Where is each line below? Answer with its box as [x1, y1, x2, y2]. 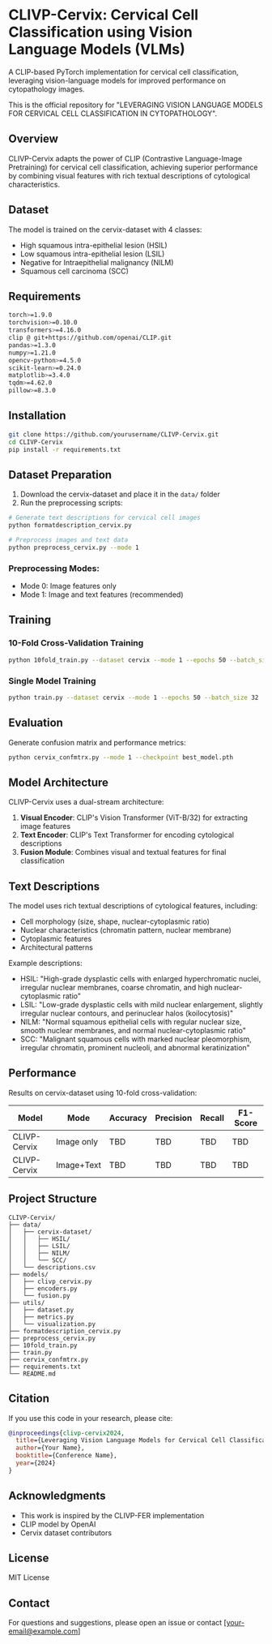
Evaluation [8, 716, 63, 730]
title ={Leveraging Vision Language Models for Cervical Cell [15, 1436, 227, 1444]
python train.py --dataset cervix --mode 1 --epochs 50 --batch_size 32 [8, 693, 259, 702]
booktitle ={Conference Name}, [15, 1452, 117, 1460]
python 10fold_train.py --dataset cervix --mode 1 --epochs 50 [8, 655, 227, 664]
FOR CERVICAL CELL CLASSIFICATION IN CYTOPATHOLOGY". [8, 108, 217, 118]
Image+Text [55, 1159, 102, 1170]
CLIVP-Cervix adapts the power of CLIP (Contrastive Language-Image [8, 153, 243, 163]
